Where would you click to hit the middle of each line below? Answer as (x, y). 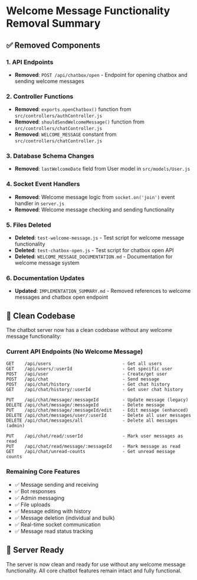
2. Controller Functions (40, 96)
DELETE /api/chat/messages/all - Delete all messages (92, 421)
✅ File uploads (32, 504)
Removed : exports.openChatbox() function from (73, 109)
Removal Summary (53, 23)
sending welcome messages (49, 81)
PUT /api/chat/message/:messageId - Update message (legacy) (97, 400)
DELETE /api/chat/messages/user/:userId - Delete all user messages (99, 416)
